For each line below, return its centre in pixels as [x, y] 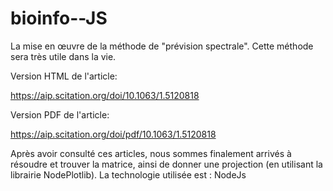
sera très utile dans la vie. [63, 56]
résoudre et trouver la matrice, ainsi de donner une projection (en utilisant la [166, 164]
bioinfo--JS [59, 18]
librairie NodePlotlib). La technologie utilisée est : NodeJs [128, 174]
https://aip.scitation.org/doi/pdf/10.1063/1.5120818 [113, 134]
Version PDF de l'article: [60, 114]
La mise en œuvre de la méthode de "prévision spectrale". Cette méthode [162, 46]
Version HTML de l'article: [64, 76]
